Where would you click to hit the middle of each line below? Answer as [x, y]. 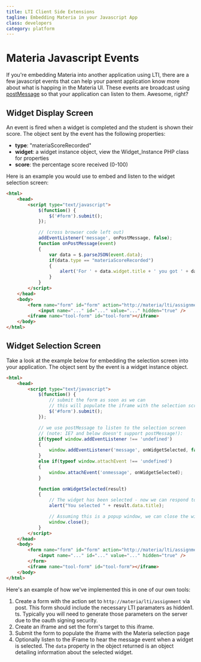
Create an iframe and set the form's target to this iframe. [84, 627]
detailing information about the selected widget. [74, 652]
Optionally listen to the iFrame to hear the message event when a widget [104, 639]
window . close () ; [69, 522]
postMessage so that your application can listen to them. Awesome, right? [97, 94]
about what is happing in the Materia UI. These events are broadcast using [98, 88]
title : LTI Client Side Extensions [51, 12]
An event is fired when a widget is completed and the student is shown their [100, 127]
